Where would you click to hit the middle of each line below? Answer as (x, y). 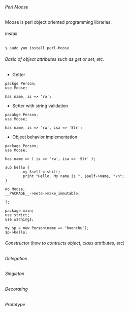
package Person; (22, 146)
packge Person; (21, 83)
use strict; (17, 215)
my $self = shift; (42, 172)
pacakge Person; (22, 115)
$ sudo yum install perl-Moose (37, 48)
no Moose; (15, 189)
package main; (20, 211)
